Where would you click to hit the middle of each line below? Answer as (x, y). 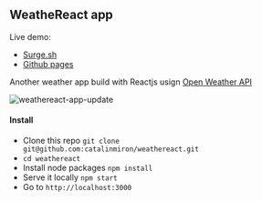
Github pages (48, 64)
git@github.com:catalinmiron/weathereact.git (110, 149)
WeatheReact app (62, 15)
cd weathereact (52, 159)
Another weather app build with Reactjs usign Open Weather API (131, 82)
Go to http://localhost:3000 (77, 187)
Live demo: (31, 36)
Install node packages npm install (88, 168)
